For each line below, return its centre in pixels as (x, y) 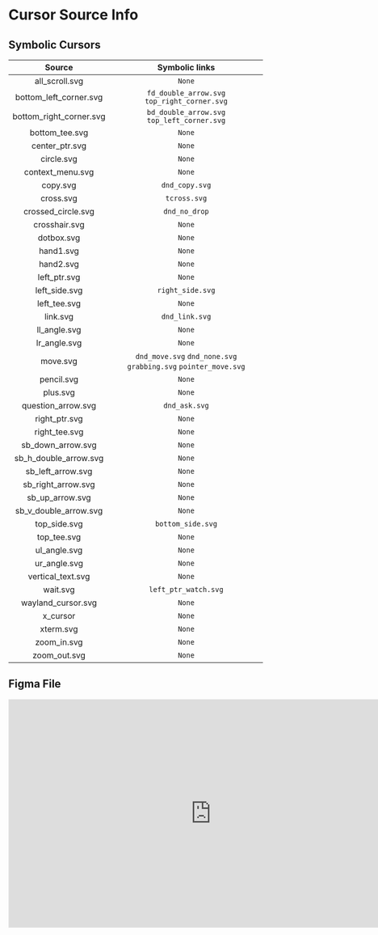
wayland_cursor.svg (59, 603)
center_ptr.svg (59, 146)
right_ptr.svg (59, 419)
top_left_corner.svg (186, 120)
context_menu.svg (59, 172)
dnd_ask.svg (187, 406)
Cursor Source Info (73, 15)
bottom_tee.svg (59, 133)
